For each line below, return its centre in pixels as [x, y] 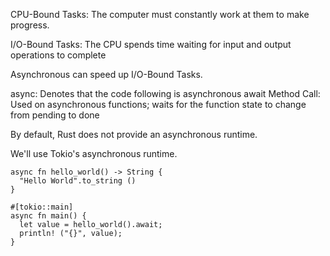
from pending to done [55, 115]
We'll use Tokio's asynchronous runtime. [94, 153]
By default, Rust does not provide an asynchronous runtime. [134, 134]
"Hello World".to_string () [78, 181]
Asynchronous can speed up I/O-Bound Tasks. [106, 74]
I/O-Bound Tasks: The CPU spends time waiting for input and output [151, 44]
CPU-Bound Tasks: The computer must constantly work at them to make [160, 14]
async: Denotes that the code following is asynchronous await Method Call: [165, 93]
